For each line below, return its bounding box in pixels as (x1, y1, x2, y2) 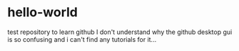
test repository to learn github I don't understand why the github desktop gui (7, 28, 233, 36)
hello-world (7, 4, 78, 21)
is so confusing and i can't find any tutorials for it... (7, 35, 157, 43)
